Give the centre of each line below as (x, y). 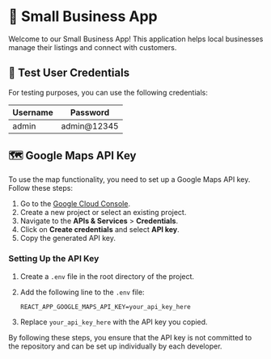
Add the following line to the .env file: (82, 292)
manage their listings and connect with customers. (93, 47)
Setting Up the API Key (54, 259)
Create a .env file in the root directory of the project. (107, 276)
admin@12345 (90, 126)
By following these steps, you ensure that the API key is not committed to (130, 337)
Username (33, 112)
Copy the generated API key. (68, 238)
